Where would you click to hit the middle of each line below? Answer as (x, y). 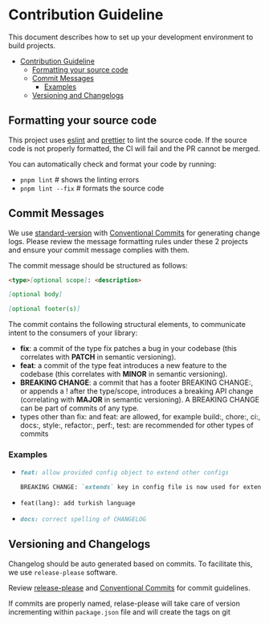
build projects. (32, 45)
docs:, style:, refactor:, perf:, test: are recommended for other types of (137, 425)
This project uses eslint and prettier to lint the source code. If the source (128, 140)
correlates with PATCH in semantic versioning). (98, 357)
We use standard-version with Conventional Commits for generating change (134, 233)
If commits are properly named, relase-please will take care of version (124, 603)
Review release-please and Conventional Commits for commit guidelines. (129, 587)
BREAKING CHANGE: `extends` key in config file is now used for (130, 488)
